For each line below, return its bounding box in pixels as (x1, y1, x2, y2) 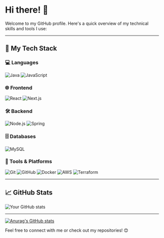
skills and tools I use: (5, 25, 47, 31)
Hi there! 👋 (5, 4, 49, 16)
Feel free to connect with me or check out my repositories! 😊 (5, 227, 128, 233)
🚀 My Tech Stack (5, 44, 57, 53)
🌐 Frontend (5, 84, 33, 91)
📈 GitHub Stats (5, 188, 53, 197)
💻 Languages (5, 59, 39, 66)
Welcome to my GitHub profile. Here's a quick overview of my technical (5, 20, 149, 26)
